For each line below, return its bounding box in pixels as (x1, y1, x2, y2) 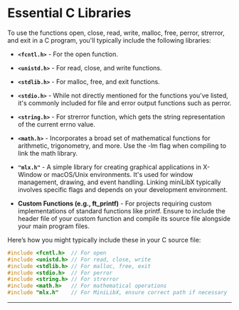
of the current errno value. (17, 119, 96, 129)
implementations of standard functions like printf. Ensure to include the (17, 206, 225, 215)
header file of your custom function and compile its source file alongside (17, 214, 231, 223)
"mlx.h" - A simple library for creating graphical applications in (17, 162, 201, 171)
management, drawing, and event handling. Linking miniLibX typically (17, 178, 222, 186)
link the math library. (17, 149, 78, 157)
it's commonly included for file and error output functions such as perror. (17, 98, 232, 107)
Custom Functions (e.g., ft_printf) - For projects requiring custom (17, 199, 212, 208)
